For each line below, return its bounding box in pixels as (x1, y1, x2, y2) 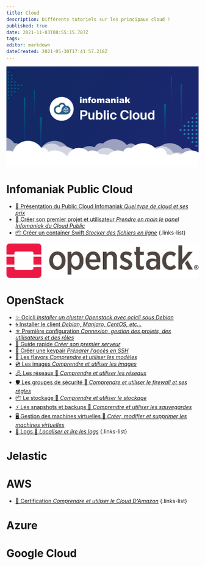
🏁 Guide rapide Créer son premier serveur (15, 340, 121, 347)
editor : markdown (6, 42, 51, 48)
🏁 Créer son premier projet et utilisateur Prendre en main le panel (15, 216, 179, 223)
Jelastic (6, 449, 48, 463)
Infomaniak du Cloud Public (15, 222, 85, 230)
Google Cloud (6, 546, 77, 561)
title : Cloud (6, 10, 40, 16)
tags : (6, 35, 20, 42)
